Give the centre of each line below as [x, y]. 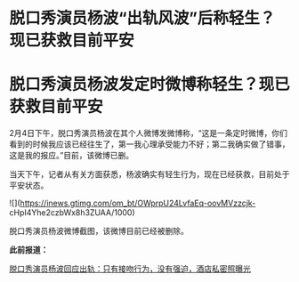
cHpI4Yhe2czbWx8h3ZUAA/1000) [72, 213]
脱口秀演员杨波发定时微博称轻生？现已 [150, 85]
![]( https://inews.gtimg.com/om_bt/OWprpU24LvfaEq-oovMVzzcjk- [133, 203]
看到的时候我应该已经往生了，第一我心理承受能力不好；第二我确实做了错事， [149, 144]
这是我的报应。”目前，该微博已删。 [72, 156]
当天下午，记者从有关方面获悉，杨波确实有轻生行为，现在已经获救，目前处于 [149, 174]
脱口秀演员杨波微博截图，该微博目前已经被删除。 [99, 231]
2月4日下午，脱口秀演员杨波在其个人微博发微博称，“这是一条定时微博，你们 [148, 133]
